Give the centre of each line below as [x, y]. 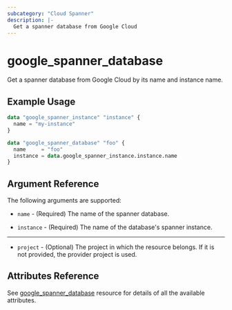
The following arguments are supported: [65, 201]
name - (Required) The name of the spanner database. [93, 214]
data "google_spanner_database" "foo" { [66, 143]
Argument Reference [53, 184]
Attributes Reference [53, 276]
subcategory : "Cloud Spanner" [51, 13]
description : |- [30, 20]
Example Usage [41, 101]
